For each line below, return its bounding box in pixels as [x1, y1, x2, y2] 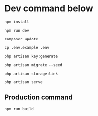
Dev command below [4, 3, 94, 14]
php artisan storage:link [4, 71, 58, 76]
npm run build [4, 106, 34, 111]
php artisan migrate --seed [4, 62, 63, 67]
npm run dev [4, 28, 29, 33]
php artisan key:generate [4, 54, 58, 59]
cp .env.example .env [4, 45, 49, 50]
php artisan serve [4, 79, 43, 84]
